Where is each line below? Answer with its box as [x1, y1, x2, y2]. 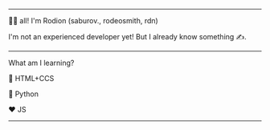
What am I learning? [8, 58, 75, 67]
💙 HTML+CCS [8, 74, 55, 83]
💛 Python [8, 89, 39, 99]
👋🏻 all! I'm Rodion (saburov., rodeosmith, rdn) [8, 16, 158, 25]
